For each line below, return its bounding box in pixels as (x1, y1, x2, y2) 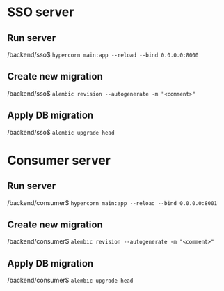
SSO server (7, 4, 74, 20)
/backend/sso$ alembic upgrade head (7, 128, 115, 136)
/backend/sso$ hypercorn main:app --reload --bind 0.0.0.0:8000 (7, 50, 199, 59)
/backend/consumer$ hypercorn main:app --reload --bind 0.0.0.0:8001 (7, 198, 218, 207)
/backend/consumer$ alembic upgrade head (7, 276, 134, 285)
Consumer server (7, 152, 111, 168)
